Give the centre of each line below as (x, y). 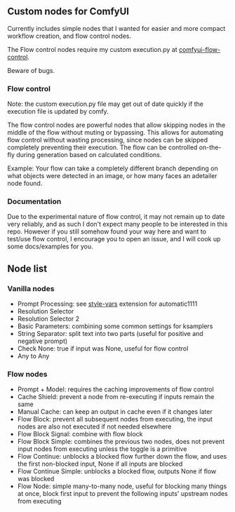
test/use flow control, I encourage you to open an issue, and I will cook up (114, 239)
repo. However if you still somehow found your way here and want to (107, 231)
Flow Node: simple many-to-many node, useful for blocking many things (122, 486)
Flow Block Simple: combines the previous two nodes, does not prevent (121, 442)
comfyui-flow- (200, 49)
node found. (25, 183)
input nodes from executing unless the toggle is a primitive (102, 449)
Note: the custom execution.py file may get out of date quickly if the (106, 104)
